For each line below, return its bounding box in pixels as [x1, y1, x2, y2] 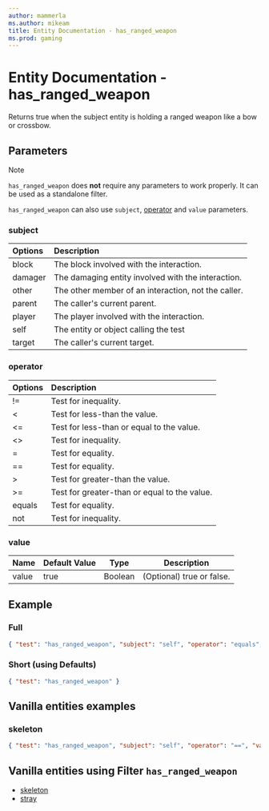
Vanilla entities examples [8, 700, 136, 713]
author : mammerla [8, 11, 66, 20]
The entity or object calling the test [53, 324, 186, 335]
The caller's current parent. [53, 298, 157, 309]
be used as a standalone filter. [8, 189, 108, 199]
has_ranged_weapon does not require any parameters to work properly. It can [8, 181, 259, 190]
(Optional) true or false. [143, 571, 231, 582]
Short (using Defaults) [8, 659, 97, 670]
